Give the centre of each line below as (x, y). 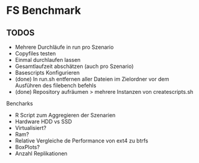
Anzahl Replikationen (41, 153)
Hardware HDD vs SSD (43, 121)
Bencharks (20, 103)
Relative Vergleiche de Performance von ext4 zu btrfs (82, 141)
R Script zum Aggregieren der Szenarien (65, 115)
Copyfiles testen (35, 54)
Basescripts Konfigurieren (47, 72)
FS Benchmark (44, 11)
